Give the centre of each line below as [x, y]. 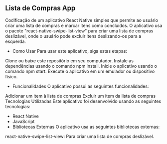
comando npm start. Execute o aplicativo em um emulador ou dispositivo [80, 71]
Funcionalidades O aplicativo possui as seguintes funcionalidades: [81, 86]
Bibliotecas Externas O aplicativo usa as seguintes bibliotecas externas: [86, 127]
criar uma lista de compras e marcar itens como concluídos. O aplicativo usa [84, 25]
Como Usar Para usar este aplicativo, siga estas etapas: [70, 51]
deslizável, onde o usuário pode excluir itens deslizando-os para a [73, 36]
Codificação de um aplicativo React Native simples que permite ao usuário [82, 20]
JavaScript [23, 121]
